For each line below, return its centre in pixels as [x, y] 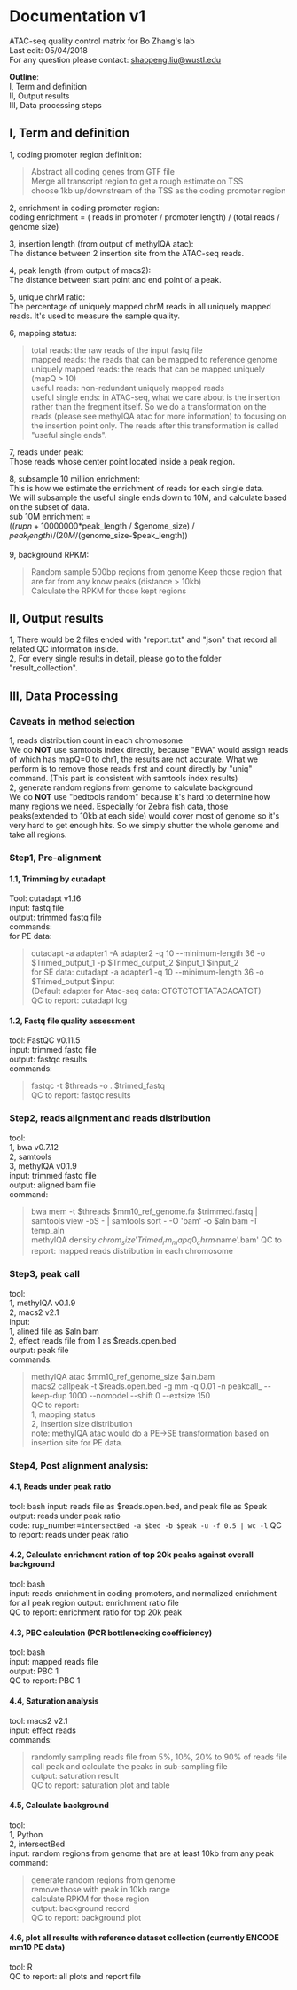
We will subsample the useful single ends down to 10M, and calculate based [148, 497]
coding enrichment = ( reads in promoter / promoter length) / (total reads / [145, 217]
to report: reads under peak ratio [69, 1534]
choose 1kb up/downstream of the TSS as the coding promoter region [158, 190]
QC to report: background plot [86, 1917]
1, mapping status [63, 1414]
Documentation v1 [78, 16]
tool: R [21, 1967]
